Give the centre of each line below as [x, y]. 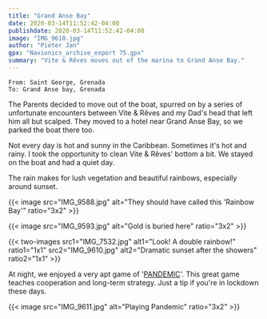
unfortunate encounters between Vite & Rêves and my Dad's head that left [131, 112]
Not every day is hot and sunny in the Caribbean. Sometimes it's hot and [128, 145]
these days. [28, 291]
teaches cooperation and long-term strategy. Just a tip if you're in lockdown [133, 282]
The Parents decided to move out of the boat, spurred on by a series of [126, 104]
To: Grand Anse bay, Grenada [57, 89]
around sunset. [33, 186]
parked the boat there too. [51, 130]
